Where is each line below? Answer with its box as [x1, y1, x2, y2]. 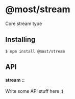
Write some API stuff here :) [5, 88, 64, 94]
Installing [5, 35, 36, 44]
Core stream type [5, 20, 42, 27]
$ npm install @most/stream [5, 48, 65, 54]
